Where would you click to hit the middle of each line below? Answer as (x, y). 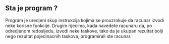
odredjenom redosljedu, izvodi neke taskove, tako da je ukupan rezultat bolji (84, 31)
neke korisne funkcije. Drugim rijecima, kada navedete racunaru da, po (79, 25)
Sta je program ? (32, 8)
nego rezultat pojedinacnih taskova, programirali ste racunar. (68, 36)
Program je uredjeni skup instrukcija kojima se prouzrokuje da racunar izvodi (85, 20)
